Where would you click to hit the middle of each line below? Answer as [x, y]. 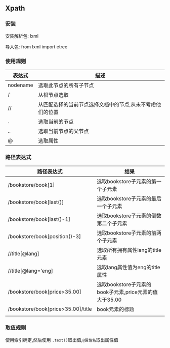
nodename [20, 85]
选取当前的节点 [56, 122]
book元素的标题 [116, 309]
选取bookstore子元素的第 [127, 182]
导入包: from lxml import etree [36, 47]
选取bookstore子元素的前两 [129, 233]
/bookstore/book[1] [31, 185]
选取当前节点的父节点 [63, 131]
